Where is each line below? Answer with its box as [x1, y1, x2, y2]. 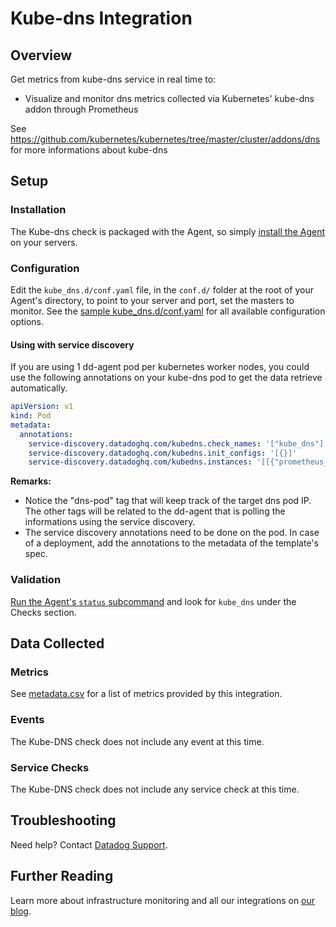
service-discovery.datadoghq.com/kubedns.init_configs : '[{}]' [28, 448, 298, 458]
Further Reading [10, 868, 114, 885]
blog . [10, 905, 32, 917]
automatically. [10, 382, 68, 394]
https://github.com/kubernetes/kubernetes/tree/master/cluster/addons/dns [10, 133, 321, 145]
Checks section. [10, 606, 77, 618]
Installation [10, 203, 67, 217]
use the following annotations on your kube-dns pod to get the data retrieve [10, 372, 323, 384]
